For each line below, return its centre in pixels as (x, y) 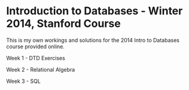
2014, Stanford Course (63, 24)
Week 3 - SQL (23, 81)
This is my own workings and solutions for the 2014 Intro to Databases (93, 40)
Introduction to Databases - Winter (94, 11)
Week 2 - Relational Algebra (41, 69)
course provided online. (35, 46)
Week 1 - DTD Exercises (36, 58)
